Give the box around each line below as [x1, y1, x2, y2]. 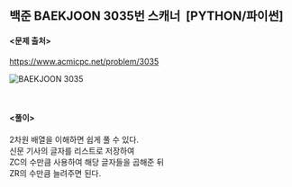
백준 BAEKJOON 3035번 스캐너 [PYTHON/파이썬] [9, 8, 284, 24]
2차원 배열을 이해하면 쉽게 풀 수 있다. [9, 134, 140, 145]
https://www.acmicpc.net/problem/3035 [9, 56, 160, 67]
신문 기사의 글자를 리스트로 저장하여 [9, 145, 135, 156]
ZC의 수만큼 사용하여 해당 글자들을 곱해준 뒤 [9, 156, 165, 167]
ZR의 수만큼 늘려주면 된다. [9, 167, 102, 178]
